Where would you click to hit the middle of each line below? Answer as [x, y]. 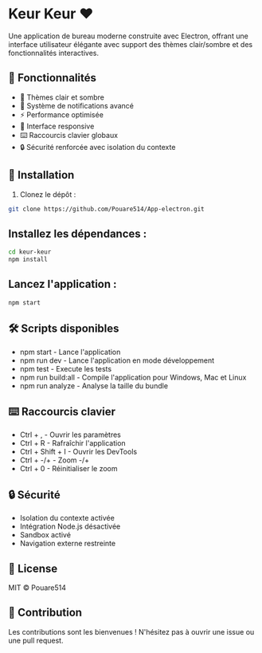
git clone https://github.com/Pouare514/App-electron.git [106, 209]
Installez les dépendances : [78, 233]
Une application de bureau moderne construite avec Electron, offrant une [128, 36]
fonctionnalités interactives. [54, 53]
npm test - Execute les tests [66, 368]
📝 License [33, 568]
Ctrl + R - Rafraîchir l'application [72, 443]
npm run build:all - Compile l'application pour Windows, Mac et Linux [133, 377]
